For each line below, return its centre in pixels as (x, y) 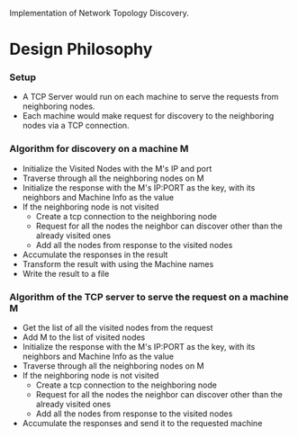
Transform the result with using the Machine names (118, 263)
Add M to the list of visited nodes (84, 337)
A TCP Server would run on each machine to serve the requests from (150, 97)
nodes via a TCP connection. (76, 126)
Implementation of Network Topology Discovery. (99, 13)
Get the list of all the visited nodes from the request (117, 328)
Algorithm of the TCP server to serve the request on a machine (149, 297)
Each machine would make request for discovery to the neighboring (148, 116)
